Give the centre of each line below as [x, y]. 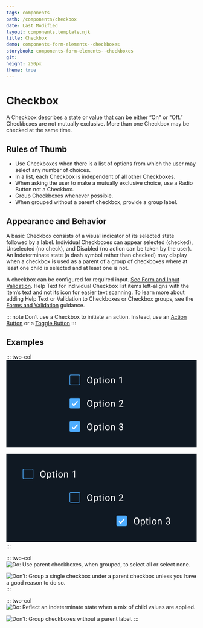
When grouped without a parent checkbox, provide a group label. [96, 202]
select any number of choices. [53, 170]
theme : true [21, 70]
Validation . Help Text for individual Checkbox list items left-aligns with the [98, 286]
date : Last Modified [32, 25]
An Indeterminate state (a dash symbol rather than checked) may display [97, 255]
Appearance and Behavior [56, 221]
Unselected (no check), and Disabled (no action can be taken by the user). [99, 249]
